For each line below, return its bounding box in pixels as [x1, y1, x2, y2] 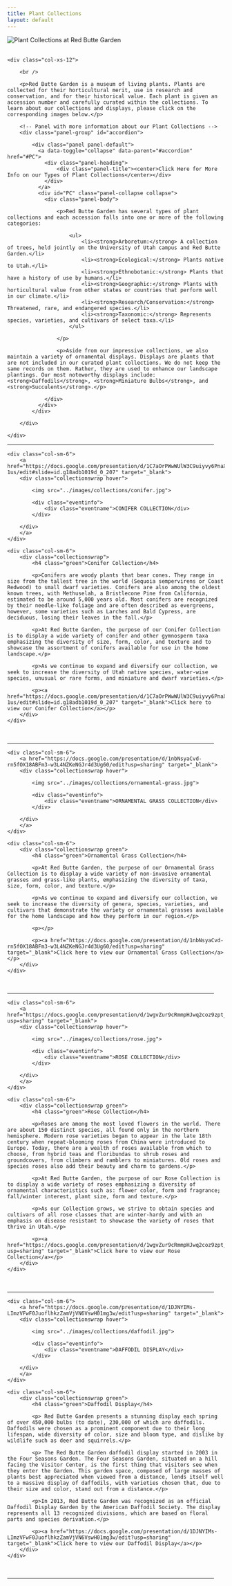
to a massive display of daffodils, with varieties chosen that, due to [7, 1479, 221, 1486]
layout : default [7, 17, 54, 24]
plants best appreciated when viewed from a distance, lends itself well [7, 1473, 224, 1480]
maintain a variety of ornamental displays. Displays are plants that [7, 353, 215, 360]
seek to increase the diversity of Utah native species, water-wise [7, 669, 209, 676]
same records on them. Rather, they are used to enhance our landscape [7, 365, 217, 372]
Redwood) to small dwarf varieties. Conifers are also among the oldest [7, 584, 221, 591]
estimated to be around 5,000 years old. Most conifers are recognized [7, 596, 217, 603]
